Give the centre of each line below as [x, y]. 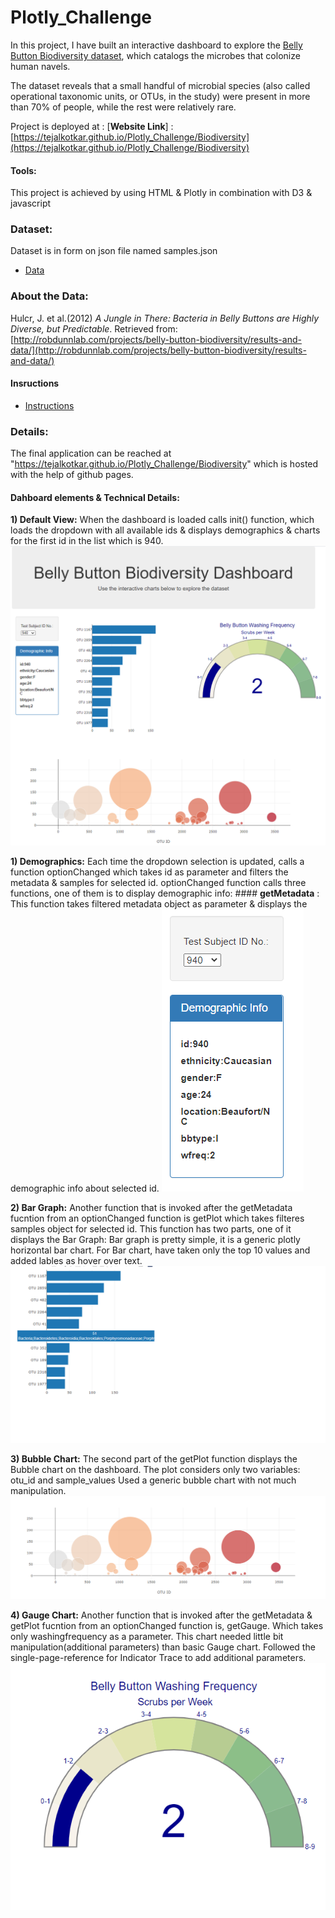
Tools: [23, 170]
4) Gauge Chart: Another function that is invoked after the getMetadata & [161, 1615]
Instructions [49, 405]
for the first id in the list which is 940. [87, 541]
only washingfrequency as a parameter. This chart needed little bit [147, 1637]
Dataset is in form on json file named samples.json [114, 251]
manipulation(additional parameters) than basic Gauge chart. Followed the [163, 1647]
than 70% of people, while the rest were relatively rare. [123, 107]
